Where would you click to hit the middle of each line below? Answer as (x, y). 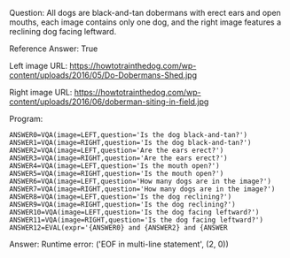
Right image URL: (41, 92)
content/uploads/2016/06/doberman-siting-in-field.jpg (109, 102)
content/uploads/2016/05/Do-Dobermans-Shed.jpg (103, 75)
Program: (26, 119)
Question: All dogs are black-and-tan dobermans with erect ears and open (145, 13)
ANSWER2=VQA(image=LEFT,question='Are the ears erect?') (117, 150)
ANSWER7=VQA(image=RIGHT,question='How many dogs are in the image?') (142, 189)
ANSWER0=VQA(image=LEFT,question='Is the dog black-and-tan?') (129, 135)
